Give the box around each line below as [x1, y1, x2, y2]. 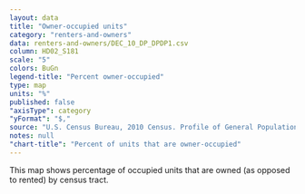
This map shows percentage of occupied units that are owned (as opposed [9, 164, 290, 175]
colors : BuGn [9, 64, 59, 73]
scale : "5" [9, 55, 51, 64]
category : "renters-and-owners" [9, 30, 132, 39]
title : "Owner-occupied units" [9, 22, 128, 31]
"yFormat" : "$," [9, 114, 71, 123]
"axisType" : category [9, 106, 92, 115]
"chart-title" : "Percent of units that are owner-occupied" [9, 140, 242, 149]
